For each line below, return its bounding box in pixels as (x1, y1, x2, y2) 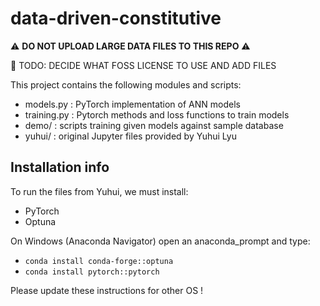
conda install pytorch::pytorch (24, 267, 160, 277)
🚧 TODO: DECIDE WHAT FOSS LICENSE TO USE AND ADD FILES (10, 59, 277, 71)
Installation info (10, 159, 110, 176)
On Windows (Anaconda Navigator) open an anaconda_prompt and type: (10, 235, 311, 247)
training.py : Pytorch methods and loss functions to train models (24, 108, 290, 121)
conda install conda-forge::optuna (24, 256, 174, 266)
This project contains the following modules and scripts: (10, 78, 242, 91)
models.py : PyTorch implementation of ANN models (24, 98, 241, 110)
